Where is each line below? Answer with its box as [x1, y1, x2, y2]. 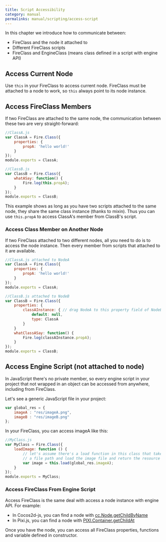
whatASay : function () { [14, 176, 63, 181]
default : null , [31, 312, 63, 317]
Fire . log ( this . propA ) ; [23, 180, 70, 185]
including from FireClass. [5, 386, 56, 392]
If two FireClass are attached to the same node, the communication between [5, 116, 161, 121]
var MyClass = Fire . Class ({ [5, 442, 63, 447]
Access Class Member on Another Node [5, 226, 104, 233]
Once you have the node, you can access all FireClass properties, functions [5, 527, 159, 533]
